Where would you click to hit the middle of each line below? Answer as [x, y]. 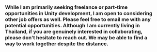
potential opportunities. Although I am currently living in [72, 25]
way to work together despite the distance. [57, 44]
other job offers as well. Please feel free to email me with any [78, 19]
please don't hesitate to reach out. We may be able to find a [76, 37]
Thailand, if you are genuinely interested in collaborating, [74, 32]
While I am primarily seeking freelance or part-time [66, 7]
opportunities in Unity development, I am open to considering [79, 13]
